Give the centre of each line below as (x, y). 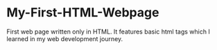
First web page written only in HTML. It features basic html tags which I (108, 32)
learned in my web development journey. (65, 38)
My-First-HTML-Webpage (83, 13)
